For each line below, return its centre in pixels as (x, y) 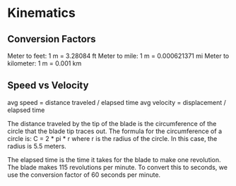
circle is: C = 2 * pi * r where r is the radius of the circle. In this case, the (112, 138)
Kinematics (41, 13)
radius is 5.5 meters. (37, 146)
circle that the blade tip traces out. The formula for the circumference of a (115, 131)
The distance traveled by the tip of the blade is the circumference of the (112, 123)
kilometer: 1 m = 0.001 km (45, 63)
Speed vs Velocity (48, 86)
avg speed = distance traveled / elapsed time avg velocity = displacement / (117, 102)
